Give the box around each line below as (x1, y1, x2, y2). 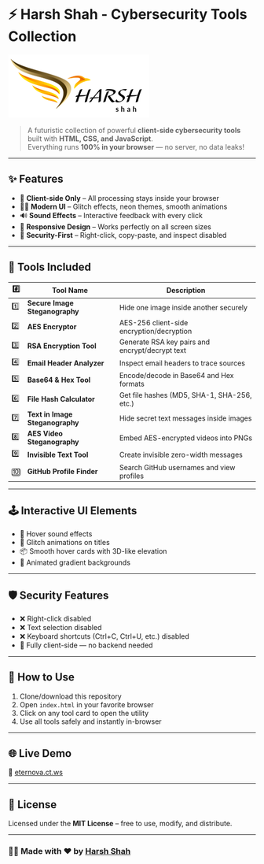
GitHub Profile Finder (27, 467, 98, 476)
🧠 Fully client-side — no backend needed (19, 640, 153, 650)
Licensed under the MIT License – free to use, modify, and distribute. (8, 819, 233, 829)
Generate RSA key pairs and (119, 337, 211, 347)
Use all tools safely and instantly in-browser (19, 717, 163, 726)
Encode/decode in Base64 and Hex (119, 371, 234, 380)
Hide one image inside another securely (119, 302, 248, 312)
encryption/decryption (119, 326, 192, 336)
